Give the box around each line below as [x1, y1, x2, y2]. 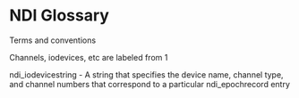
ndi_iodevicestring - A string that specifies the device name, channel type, [9, 69, 284, 80]
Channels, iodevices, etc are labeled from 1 [9, 52, 168, 62]
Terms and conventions [9, 35, 97, 45]
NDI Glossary [9, 5, 110, 26]
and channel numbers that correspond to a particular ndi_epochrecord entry [9, 78, 291, 89]
